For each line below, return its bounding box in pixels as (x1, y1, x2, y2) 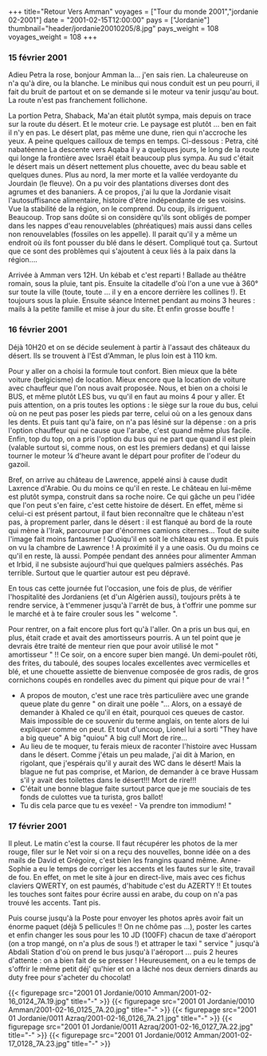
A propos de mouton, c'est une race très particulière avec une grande (19, 690, 249, 700)
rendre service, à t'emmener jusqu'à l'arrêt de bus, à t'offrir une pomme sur (8, 600, 257, 610)
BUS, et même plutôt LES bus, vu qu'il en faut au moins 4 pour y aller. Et (8, 391, 245, 401)
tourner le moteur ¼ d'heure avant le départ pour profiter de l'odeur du (8, 450, 241, 461)
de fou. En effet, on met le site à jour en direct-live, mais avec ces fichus (8, 872, 245, 881)
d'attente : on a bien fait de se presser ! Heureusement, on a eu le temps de (8, 956, 257, 965)
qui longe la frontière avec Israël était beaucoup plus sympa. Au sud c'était (8, 153, 254, 163)
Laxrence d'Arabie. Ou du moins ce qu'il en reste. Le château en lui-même (8, 483, 252, 493)
